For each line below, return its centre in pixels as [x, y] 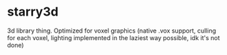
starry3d [33, 12]
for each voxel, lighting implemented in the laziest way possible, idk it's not [113, 37]
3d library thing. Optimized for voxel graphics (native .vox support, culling [112, 31]
